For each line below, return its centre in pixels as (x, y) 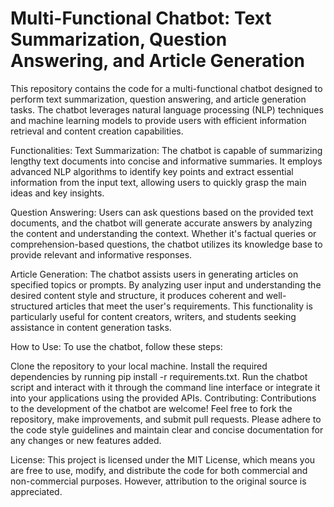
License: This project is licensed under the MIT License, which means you (163, 459)
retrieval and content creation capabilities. (97, 131)
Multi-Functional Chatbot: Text (141, 18)
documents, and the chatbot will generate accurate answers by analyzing (161, 223)
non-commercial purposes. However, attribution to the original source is (158, 481)
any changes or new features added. (86, 440)
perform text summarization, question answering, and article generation (158, 99)
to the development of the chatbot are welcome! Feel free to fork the (151, 408)
